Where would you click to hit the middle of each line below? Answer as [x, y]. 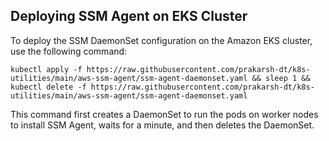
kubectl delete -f [48, 87]
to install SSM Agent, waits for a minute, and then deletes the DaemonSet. [162, 125]
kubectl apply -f [46, 69]
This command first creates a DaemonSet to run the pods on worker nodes [164, 114]
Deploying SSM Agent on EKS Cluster [129, 16]
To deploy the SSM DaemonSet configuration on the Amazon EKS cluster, [161, 40]
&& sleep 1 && [281, 78]
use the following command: [69, 51]
